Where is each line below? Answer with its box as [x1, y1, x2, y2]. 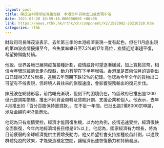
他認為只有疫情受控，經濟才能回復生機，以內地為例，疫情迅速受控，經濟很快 [5, 119, 159, 125]
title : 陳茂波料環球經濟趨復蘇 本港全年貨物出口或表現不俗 [5, 12, 111, 17]
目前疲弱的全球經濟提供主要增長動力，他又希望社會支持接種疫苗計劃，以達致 [5, 131, 159, 137]
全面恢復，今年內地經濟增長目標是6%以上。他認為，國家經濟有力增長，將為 [5, 126, 158, 131]
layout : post [5, 7, 32, 12]
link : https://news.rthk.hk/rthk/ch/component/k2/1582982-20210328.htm [5, 21, 154, 26]
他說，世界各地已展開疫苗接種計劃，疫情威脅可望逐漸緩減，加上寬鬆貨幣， [5, 62, 155, 68]
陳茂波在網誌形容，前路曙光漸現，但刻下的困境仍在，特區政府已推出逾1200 [5, 91, 156, 97]
